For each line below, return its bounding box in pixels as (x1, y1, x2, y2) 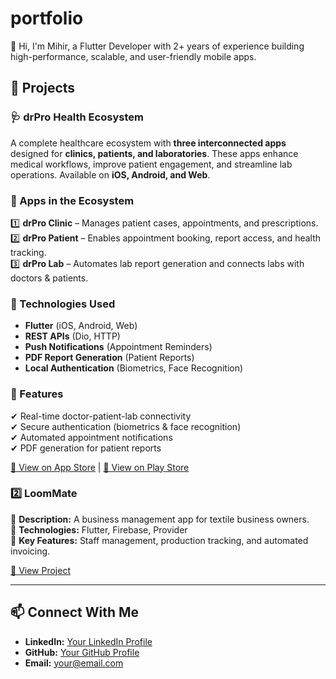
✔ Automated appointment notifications (10, 431, 173, 443)
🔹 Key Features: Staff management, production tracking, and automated (10, 534, 309, 546)
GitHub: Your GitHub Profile (24, 646, 140, 658)
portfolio (10, 7, 84, 30)
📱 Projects (10, 80, 76, 97)
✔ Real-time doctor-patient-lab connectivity (10, 410, 192, 422)
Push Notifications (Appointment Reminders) (24, 341, 213, 353)
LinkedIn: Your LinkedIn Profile (24, 635, 153, 647)
